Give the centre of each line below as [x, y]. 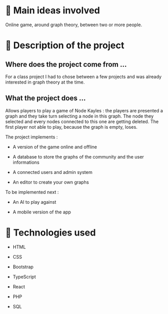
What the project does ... [45, 98]
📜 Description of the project [65, 45]
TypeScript [24, 277]
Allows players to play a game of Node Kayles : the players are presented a [84, 110]
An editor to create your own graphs [51, 182]
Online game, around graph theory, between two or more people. [74, 25]
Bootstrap [23, 267]
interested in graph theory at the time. [45, 82]
